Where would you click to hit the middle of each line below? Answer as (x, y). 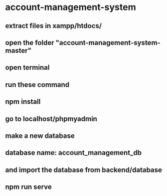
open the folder (30, 42)
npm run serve (28, 187)
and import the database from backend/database (84, 170)
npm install (23, 102)
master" (18, 50)
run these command (37, 84)
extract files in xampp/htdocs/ (53, 26)
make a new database (40, 136)
